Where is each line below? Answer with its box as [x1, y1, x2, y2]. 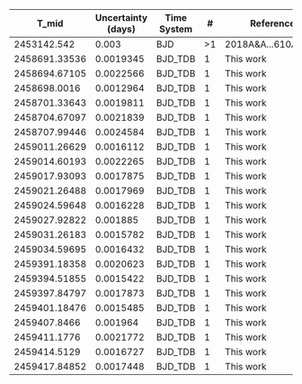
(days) [107, 23, 137, 35]
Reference [250, 17, 296, 30]
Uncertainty [94, 12, 148, 23]
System [158, 23, 193, 35]
